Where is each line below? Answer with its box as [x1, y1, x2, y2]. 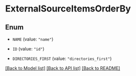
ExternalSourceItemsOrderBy [5, 3, 131, 14]
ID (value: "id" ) [12, 46, 45, 51]
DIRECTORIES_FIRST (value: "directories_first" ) [12, 55, 112, 61]
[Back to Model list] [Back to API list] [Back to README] [5, 65, 120, 71]
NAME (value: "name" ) [12, 36, 54, 42]
